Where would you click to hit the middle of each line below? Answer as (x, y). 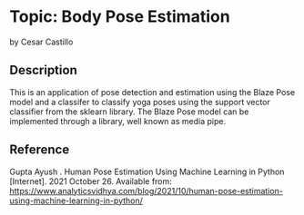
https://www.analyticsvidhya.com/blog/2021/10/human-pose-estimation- (147, 191)
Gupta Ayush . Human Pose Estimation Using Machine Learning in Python (147, 171)
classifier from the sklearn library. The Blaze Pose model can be (129, 112)
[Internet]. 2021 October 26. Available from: (91, 181)
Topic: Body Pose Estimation (120, 17)
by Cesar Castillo (41, 42)
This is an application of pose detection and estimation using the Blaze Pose (152, 92)
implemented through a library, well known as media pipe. (117, 121)
